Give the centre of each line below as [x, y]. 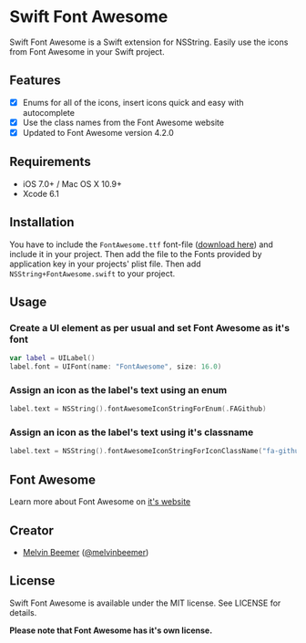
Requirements [50, 162]
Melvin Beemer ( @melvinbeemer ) [86, 552]
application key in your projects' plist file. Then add [106, 264]
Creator [32, 530]
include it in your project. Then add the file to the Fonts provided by [136, 254]
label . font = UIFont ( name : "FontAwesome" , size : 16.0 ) [116, 367]
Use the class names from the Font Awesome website [123, 122]
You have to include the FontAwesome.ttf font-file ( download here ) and [141, 244]
